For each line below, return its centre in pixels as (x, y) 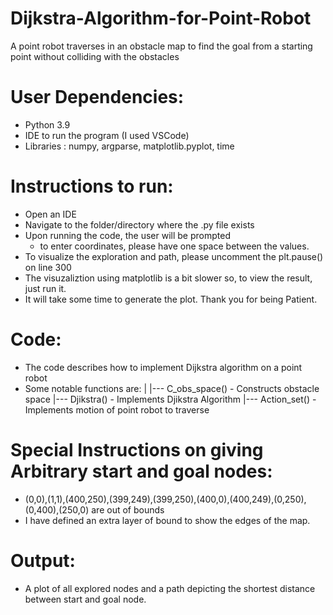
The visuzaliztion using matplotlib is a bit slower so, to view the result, (168, 278)
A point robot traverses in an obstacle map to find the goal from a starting (161, 46)
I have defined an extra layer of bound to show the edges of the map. (167, 520)
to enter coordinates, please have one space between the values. (174, 246)
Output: (43, 560)
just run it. (45, 288)
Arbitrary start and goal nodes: (141, 471)
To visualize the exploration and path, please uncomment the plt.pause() (174, 256)
